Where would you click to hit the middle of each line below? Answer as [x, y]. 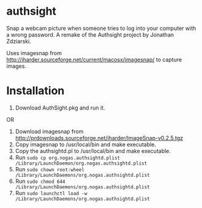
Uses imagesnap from [34, 53]
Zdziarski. [19, 41]
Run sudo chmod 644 [40, 181]
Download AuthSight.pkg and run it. [60, 108]
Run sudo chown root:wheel [50, 169]
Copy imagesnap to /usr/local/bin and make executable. [86, 144]
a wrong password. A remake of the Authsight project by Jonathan [90, 34]
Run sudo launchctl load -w [51, 193]
